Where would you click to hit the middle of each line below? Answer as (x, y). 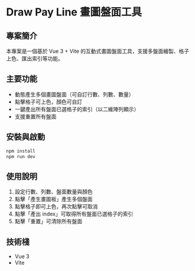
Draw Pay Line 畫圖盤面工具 (74, 12)
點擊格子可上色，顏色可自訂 (48, 102)
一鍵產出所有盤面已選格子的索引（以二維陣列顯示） (77, 109)
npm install (21, 151)
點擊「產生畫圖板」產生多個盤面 (53, 199)
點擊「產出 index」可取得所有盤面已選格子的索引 (74, 214)
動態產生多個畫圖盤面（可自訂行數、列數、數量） (74, 94)
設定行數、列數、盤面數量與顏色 (53, 192)
